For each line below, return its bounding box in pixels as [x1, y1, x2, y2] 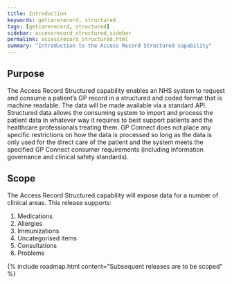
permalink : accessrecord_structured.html [7, 36, 129, 43]
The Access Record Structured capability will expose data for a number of [7, 191, 219, 199]
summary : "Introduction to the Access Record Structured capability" [7, 42, 213, 49]
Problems [17, 249, 45, 257]
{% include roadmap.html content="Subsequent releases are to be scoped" [7, 262, 223, 270]
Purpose [7, 68, 45, 80]
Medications [17, 212, 53, 220]
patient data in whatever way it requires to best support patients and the [7, 116, 213, 124]
